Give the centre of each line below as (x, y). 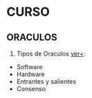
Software (29, 67)
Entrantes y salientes (46, 82)
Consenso (31, 89)
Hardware (31, 74)
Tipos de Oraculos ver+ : (51, 53)
